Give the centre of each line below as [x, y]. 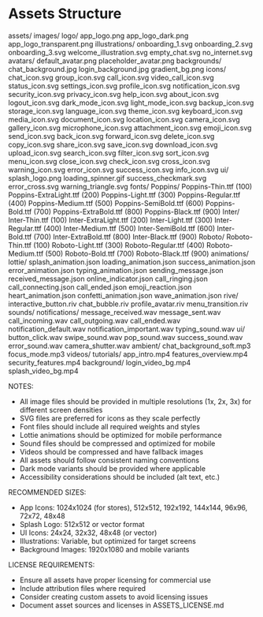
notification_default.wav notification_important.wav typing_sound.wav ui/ [127, 329]
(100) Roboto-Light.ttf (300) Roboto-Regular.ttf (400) [119, 245]
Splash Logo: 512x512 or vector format [82, 524]
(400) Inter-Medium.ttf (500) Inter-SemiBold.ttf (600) [129, 228]
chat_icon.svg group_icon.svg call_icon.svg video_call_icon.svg [111, 77]
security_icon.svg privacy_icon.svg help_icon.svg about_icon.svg [113, 94]
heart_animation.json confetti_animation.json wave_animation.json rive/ [123, 295]
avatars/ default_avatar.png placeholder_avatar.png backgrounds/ [115, 61]
